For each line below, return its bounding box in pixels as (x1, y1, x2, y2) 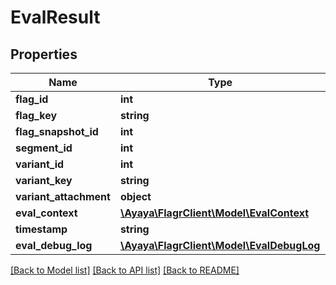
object (119, 190, 152, 203)
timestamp (15, 222, 68, 236)
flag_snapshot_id (15, 125, 99, 138)
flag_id (15, 92, 49, 106)
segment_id (15, 141, 73, 155)
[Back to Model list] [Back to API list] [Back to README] (10, 264, 240, 276)
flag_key (15, 109, 58, 122)
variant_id (15, 157, 65, 171)
